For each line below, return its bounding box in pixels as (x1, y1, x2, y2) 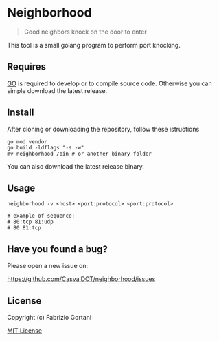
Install (7, 107, 34, 118)
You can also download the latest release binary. (7, 162, 144, 170)
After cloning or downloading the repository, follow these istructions (7, 125, 200, 133)
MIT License (7, 327, 43, 335)
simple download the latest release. (7, 86, 108, 94)
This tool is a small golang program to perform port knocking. (7, 41, 181, 49)
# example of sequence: (7, 212, 76, 220)
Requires (7, 61, 47, 73)
